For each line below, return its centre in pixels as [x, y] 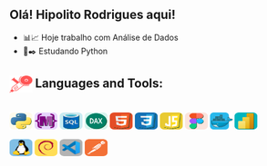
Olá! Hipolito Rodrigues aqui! [92, 15]
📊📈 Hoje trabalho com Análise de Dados [101, 37]
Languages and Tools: [99, 83]
